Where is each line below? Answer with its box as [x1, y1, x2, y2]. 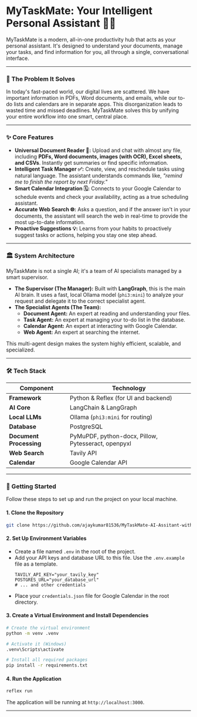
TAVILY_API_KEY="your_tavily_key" [14, 571, 99, 577]
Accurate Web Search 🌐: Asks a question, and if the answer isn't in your [14, 205, 191, 212]
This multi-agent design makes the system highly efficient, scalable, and [6, 340, 181, 347]
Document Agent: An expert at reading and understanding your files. [23, 310, 191, 317]
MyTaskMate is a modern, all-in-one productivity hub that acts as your [6, 36, 176, 43]
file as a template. [14, 560, 58, 567]
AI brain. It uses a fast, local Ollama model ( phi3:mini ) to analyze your [14, 291, 184, 298]
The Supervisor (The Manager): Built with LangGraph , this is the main [14, 285, 186, 292]
